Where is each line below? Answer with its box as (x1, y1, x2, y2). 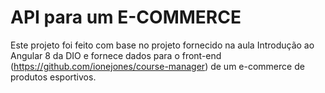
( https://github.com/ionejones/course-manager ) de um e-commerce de (10, 60, 305, 72)
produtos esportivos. (10, 71, 97, 83)
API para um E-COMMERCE (10, 6, 242, 29)
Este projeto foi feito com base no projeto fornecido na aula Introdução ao (10, 39, 315, 51)
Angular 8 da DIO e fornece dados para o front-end (10, 49, 222, 61)
